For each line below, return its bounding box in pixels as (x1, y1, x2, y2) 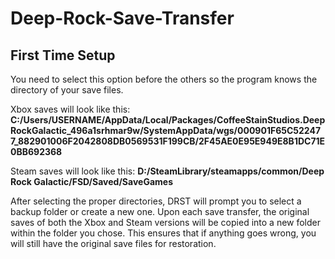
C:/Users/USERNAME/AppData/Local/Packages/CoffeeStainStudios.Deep (10, 114, 326, 126)
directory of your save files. (10, 84, 124, 96)
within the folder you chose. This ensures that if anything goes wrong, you (10, 227, 317, 239)
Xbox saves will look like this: (10, 103, 131, 115)
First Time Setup (10, 47, 116, 64)
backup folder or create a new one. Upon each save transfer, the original (10, 206, 310, 217)
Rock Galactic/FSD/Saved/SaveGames (10, 176, 173, 187)
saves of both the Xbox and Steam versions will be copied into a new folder (10, 217, 322, 228)
